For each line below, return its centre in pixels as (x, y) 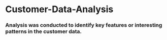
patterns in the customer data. (44, 31)
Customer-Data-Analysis (59, 9)
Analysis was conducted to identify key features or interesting (84, 25)
